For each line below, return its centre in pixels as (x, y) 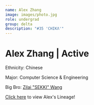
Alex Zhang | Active (47, 54)
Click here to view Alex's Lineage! (40, 97)
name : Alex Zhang (23, 10)
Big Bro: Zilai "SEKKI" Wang (34, 87)
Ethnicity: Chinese (24, 68)
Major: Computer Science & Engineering (47, 77)
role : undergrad (22, 19)
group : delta (19, 24)
